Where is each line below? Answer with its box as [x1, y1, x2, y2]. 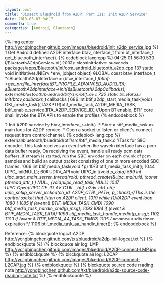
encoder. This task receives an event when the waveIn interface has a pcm [5, 143, 156, 149]
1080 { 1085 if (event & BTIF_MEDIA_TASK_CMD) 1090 [5, 200, 114, 206]
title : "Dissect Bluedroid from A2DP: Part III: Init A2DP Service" [5, 12, 148, 17]
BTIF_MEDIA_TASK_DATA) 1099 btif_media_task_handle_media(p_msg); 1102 [5, 211, 160, 217]
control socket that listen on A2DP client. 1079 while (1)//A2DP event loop [5, 195, 153, 201]
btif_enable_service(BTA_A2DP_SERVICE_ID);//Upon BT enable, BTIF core [5, 107, 153, 113]
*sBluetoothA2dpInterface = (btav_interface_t [5, 76, 97, 82]
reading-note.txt [5, 273, 38, 279]
